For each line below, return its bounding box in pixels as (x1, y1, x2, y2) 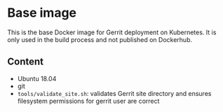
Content (7, 56, 44, 68)
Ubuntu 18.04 (17, 74, 57, 83)
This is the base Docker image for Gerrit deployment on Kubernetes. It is (7, 28, 217, 36)
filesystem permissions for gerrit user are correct (17, 97, 160, 105)
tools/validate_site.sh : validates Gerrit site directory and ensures (17, 89, 212, 97)
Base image (7, 5, 77, 21)
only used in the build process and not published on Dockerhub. (7, 35, 193, 43)
